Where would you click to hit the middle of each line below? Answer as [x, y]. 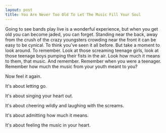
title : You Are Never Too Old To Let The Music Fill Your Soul [73, 15]
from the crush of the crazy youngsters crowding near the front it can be [81, 40]
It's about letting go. [26, 86]
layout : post [19, 10]
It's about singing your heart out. [39, 96]
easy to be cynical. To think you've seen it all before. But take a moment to [82, 45]
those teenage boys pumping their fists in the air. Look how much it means [83, 55]
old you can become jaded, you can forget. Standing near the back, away [81, 34]
